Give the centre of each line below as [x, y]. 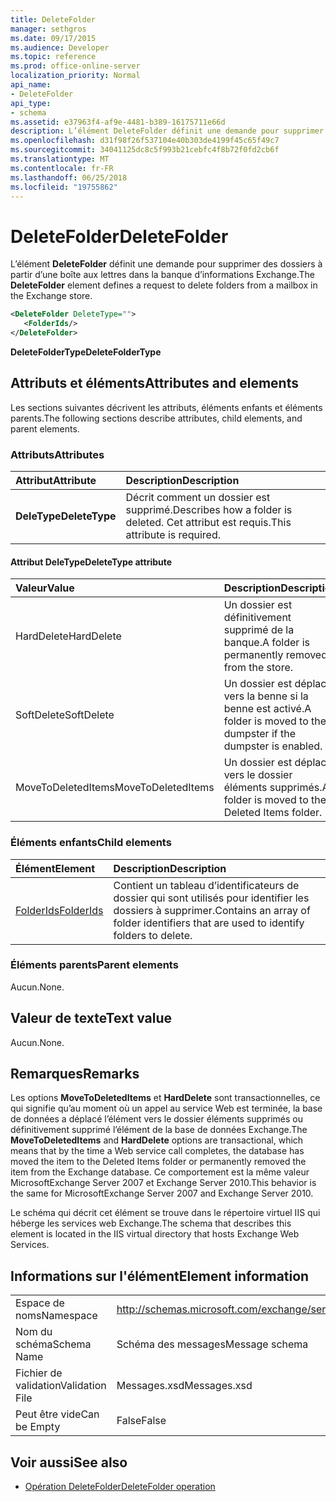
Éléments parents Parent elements [94, 965]
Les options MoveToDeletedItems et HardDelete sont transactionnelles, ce [165, 1098]
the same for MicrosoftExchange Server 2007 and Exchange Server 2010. [162, 1193]
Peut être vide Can [57, 1414]
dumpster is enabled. [273, 746]
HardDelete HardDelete [68, 636]
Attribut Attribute [56, 481]
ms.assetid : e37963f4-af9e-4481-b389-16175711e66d [118, 122]
